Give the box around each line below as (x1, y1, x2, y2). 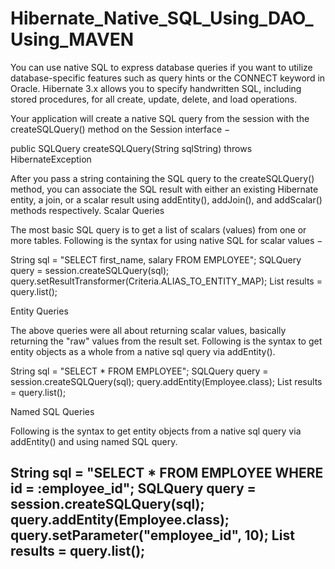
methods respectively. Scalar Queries (10, 204, 165, 216)
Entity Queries (10, 305, 69, 317)
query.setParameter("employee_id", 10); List (10, 527, 295, 544)
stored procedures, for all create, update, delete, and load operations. (10, 93, 298, 105)
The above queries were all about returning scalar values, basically (10, 324, 287, 336)
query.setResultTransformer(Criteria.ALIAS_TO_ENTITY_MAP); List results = (10, 275, 323, 287)
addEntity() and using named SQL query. (10, 435, 178, 447)
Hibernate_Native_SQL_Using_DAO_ (10, 7, 314, 30)
